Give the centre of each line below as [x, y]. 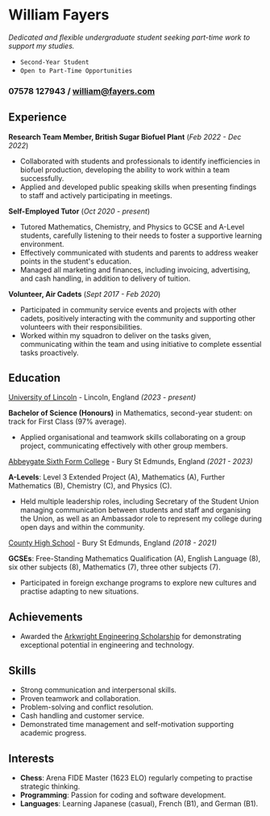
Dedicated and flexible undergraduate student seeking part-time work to [129, 37]
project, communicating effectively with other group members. [124, 446]
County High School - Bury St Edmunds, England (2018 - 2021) [113, 543]
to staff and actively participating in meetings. [96, 195]
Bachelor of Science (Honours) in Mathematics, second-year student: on [131, 413]
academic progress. [53, 733]
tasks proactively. [49, 353]
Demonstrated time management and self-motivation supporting [127, 725]
